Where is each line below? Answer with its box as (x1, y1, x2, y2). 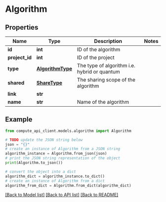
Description (94, 38, 123, 44)
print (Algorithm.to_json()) (5, 161, 63, 165)
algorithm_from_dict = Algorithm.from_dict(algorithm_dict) (5, 183, 132, 188)
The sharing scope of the (77, 77, 136, 83)
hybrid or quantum (77, 68, 120, 75)
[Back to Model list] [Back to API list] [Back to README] (5, 192, 119, 198)
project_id (7, 54, 32, 61)
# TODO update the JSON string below (5, 137, 83, 142)
